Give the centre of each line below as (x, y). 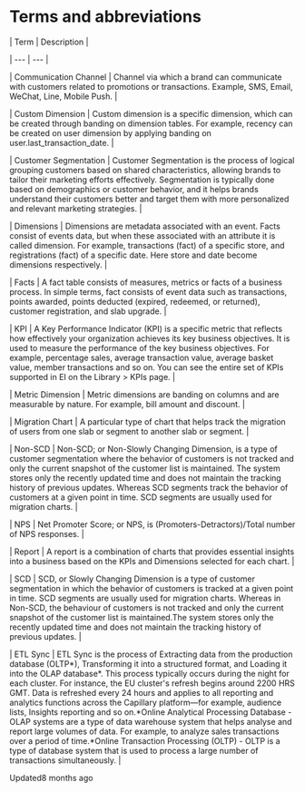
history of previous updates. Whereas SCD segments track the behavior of (149, 487)
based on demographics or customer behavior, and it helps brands (134, 189)
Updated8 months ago (51, 777)
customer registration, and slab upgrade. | (88, 311)
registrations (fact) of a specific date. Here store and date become (133, 255)
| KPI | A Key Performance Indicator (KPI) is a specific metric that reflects (146, 328)
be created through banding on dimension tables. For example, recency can (151, 123)
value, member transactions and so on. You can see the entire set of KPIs (147, 367)
